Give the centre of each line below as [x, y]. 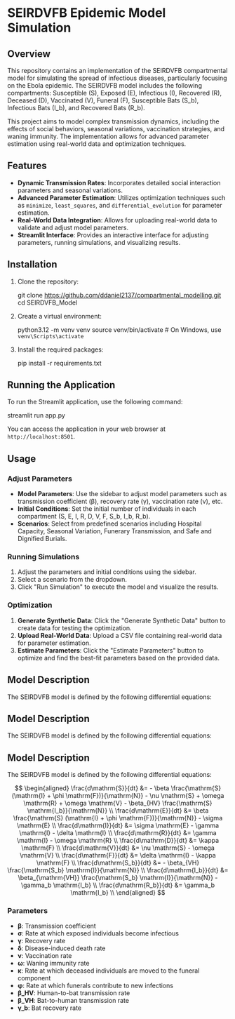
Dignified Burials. [42, 539]
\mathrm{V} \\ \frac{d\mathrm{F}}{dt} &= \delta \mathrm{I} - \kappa [118, 855]
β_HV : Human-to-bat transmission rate [74, 993]
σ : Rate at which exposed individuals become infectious [98, 933]
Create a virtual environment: [59, 316]
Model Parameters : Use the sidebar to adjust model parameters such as [122, 494]
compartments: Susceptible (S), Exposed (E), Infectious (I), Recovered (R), [115, 93]
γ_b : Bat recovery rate [49, 1008]
